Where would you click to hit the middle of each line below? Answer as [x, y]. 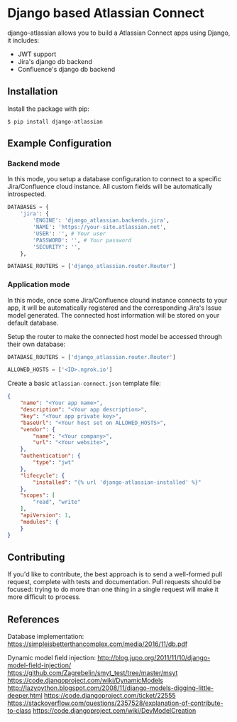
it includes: [23, 40]
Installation [33, 91]
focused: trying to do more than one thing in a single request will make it [113, 589]
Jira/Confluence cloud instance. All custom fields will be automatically [110, 187]
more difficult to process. [44, 597]
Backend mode [34, 163]
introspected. [27, 194]
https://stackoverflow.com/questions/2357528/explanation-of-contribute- [115, 703]
